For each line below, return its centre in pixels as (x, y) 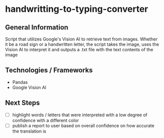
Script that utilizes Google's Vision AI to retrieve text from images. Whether (82, 39)
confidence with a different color (45, 120)
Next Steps (22, 103)
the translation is (29, 131)
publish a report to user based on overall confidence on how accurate (83, 125)
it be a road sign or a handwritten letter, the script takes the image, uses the (82, 44)
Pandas (20, 82)
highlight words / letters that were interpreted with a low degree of (80, 115)
